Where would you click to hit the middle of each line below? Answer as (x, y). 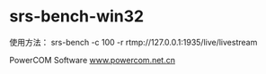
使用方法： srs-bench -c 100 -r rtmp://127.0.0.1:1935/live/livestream (133, 42)
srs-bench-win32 (77, 16)
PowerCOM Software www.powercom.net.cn (92, 60)
